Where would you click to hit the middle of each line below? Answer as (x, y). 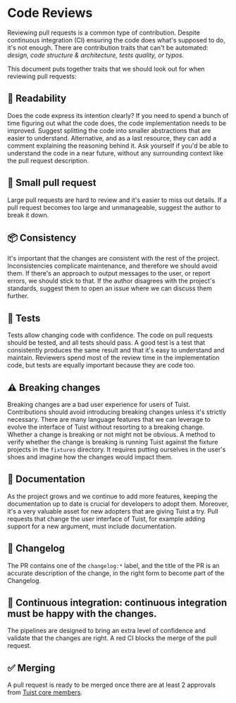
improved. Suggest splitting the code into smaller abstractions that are (109, 130)
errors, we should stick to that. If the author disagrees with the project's (111, 281)
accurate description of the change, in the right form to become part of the (116, 573)
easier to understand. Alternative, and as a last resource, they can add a (112, 138)
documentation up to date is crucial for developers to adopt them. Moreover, (118, 504)
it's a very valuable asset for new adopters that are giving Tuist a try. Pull (113, 511)
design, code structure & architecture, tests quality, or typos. (96, 55)
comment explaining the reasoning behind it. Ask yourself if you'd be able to (118, 146)
